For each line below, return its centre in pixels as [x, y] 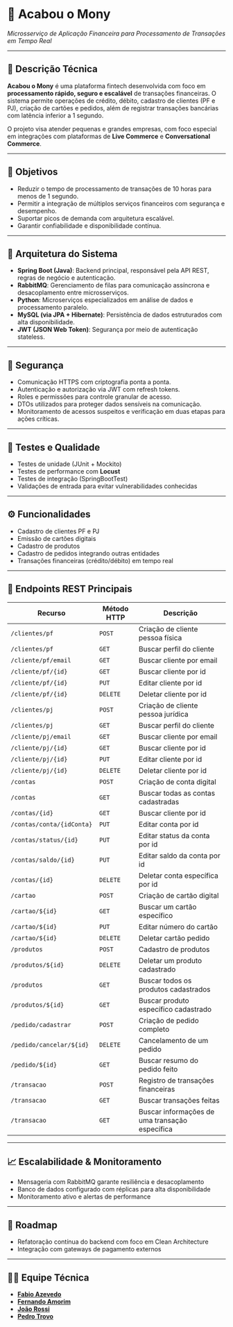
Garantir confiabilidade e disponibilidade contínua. [89, 226]
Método [115, 608]
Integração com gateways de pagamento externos [89, 1249]
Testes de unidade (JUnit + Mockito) [69, 464]
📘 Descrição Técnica [53, 69]
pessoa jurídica [163, 714]
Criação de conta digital [177, 782]
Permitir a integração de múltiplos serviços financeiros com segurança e [121, 203]
